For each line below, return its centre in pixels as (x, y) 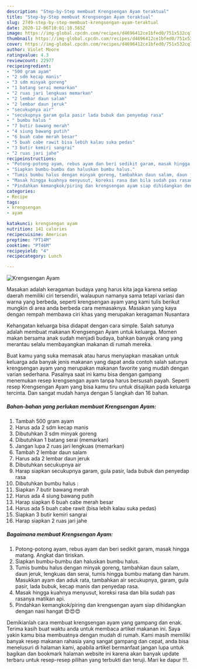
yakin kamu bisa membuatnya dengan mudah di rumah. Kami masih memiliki (98, 635)
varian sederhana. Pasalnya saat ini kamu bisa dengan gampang (84, 374)
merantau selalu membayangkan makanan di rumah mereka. (80, 344)
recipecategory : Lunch (34, 256)
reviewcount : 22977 (30, 60)
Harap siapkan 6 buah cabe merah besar (64, 502)
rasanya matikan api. (40, 599)
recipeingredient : (29, 66)
